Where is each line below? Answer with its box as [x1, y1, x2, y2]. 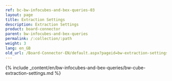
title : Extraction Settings [5, 17, 66, 22]
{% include [5, 65, 29, 71]
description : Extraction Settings [5, 22, 79, 27]
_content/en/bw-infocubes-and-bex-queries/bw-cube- [29, 65, 146, 71]
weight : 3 [5, 41, 27, 46]
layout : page [5, 12, 33, 17]
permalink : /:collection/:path [5, 36, 72, 42]
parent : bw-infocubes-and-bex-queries [5, 31, 88, 36]
